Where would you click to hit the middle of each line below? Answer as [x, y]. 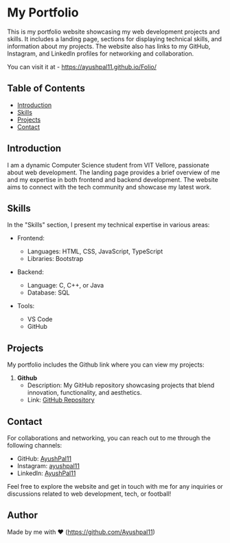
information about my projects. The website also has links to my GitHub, [109, 46]
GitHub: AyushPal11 [44, 459]
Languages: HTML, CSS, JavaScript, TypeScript [95, 251]
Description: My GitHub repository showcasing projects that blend [121, 385]
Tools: [26, 306]
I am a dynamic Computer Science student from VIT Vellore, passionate [108, 165]
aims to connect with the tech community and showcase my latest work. [109, 187]
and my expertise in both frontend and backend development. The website [113, 179]
